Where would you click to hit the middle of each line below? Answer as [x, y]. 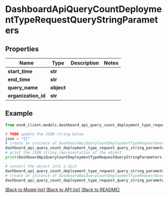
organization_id [27, 96]
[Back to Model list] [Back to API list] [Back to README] [62, 190]
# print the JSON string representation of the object [63, 153]
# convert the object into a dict [41, 166]
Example [19, 113]
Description [85, 63]
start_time [20, 71]
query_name [23, 87]
